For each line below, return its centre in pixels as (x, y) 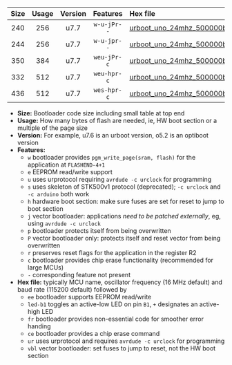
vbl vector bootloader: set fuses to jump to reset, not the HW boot (122, 348)
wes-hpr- (108, 90)
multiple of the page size (52, 128)
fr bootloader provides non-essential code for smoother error (115, 319)
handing (39, 326)
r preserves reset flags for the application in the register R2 (112, 253)
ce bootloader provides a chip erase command (94, 334)
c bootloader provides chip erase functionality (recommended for (120, 260)
